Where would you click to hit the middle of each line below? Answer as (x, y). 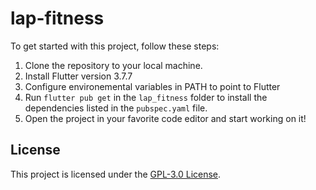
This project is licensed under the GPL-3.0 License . (116, 174)
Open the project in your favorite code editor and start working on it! (165, 118)
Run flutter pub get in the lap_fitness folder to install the (146, 97)
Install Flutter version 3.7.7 (78, 76)
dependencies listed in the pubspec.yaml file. (116, 108)
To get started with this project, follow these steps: (115, 46)
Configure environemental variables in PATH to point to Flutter (152, 86)
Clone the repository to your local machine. (113, 65)
